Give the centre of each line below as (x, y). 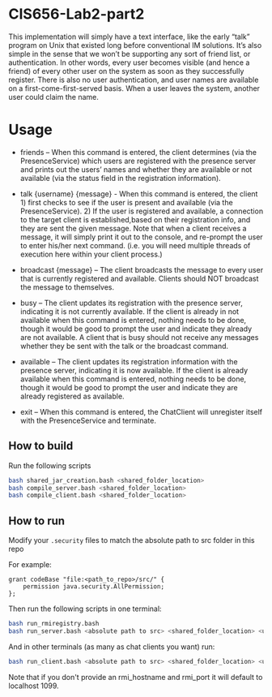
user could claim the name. (54, 97)
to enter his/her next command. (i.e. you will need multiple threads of (135, 245)
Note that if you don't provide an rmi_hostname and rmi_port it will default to (136, 677)
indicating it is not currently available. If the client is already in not (130, 311)
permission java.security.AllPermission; (93, 587)
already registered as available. (72, 396)
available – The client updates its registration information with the (129, 361)
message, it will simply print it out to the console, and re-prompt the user (141, 237)
